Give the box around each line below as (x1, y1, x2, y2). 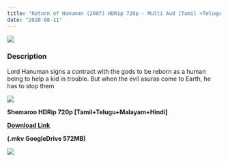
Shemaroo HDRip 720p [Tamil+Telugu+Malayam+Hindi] (7, 107, 168, 116)
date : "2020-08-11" (7, 16, 63, 23)
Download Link (7, 121, 51, 129)
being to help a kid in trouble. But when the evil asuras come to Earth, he (7, 75, 212, 83)
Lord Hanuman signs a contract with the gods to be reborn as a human (7, 67, 206, 75)
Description (7, 52, 47, 62)
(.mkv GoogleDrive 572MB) (7, 134, 87, 142)
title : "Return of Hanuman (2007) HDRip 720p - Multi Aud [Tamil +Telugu (7, 10, 222, 17)
